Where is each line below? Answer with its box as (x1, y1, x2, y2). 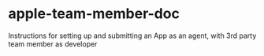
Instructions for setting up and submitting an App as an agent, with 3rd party (8, 31, 257, 40)
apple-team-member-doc (8, 5, 180, 23)
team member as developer (8, 39, 98, 48)
